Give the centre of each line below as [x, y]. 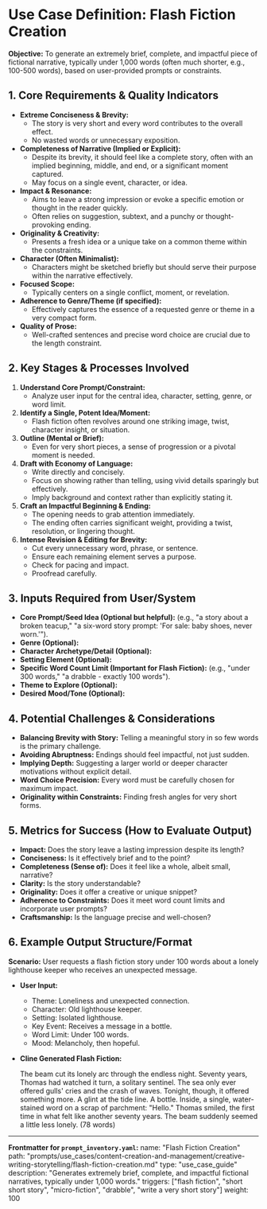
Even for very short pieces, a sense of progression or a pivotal [133, 447]
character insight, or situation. [81, 429]
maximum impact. [49, 789]
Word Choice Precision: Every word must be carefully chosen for [127, 780]
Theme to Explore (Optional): [68, 685]
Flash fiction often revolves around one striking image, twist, [130, 421]
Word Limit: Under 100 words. [80, 1034]
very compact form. [64, 318]
